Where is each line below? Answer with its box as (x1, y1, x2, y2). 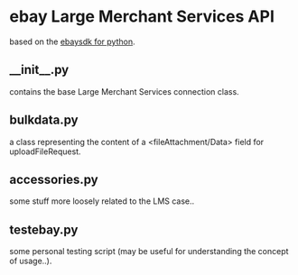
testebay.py (9, 222, 79, 237)
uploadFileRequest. (9, 146, 81, 157)
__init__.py (9, 62, 70, 78)
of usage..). (9, 255, 52, 267)
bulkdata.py (9, 113, 79, 128)
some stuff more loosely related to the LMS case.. (9, 196, 195, 206)
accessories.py (9, 171, 98, 187)
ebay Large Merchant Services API (9, 6, 275, 27)
